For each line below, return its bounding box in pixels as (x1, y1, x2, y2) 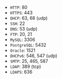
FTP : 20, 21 (10, 31, 32, 37)
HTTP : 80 (10, 5, 28, 10)
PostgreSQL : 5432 (10, 42, 46, 48)
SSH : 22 (10, 20, 25, 26)
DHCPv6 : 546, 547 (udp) (10, 53, 57, 59)
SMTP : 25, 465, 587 (10, 58, 48, 64)
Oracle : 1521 (10, 48, 35, 53)
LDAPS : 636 (10, 69, 33, 75)
